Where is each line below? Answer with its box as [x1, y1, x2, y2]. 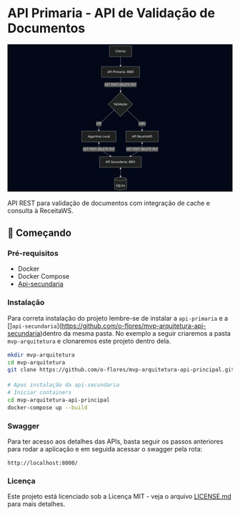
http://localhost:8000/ [7, 459, 79, 466]
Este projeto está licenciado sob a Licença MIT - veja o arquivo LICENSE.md [7, 492, 232, 501]
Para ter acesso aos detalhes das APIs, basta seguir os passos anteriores [7, 437, 224, 446]
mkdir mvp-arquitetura [7, 351, 75, 359]
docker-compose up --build [7, 404, 88, 411]
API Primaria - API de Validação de [7, 5, 216, 21]
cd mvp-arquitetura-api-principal [7, 396, 111, 404]
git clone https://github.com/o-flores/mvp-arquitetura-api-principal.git [7, 366, 235, 374]
